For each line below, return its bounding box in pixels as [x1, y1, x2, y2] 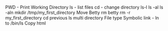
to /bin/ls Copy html [5, 20, 46, 26]
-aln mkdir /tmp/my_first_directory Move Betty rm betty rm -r [5, 9, 130, 15]
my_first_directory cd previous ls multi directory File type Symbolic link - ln [5, 15, 159, 20]
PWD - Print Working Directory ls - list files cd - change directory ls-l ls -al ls [5, 4, 163, 10]
